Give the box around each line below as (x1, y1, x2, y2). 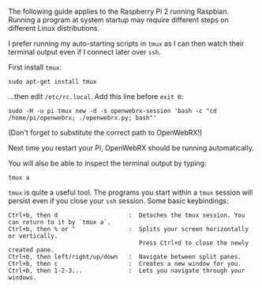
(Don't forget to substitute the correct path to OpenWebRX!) (8, 128, 203, 137)
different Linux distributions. (8, 24, 100, 32)
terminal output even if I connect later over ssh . (8, 47, 162, 56)
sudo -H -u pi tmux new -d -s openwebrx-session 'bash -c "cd (8, 107, 217, 115)
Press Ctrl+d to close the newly (138, 239, 249, 247)
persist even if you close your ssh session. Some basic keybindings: (8, 196, 229, 205)
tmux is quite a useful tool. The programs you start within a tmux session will (8, 188, 253, 197)
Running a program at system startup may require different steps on (8, 15, 229, 25)
